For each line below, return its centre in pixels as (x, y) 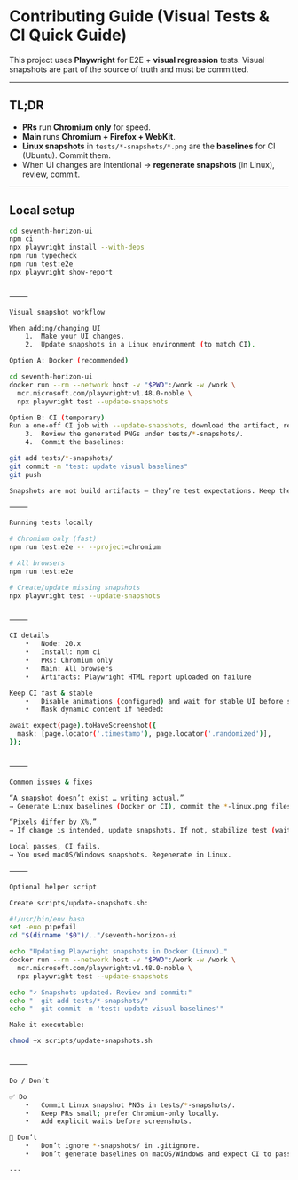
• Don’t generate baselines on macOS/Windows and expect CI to (149, 1154)
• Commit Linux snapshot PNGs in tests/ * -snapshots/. (131, 1105)
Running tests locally (51, 523)
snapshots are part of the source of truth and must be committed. (129, 69)
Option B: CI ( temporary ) (57, 418)
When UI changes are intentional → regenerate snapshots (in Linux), (148, 164)
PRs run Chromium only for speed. (86, 127)
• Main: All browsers (69, 668)
